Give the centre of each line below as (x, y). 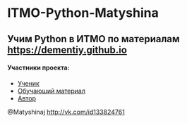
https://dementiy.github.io (67, 50)
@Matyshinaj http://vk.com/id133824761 (66, 112)
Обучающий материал (52, 91)
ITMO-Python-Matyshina (83, 13)
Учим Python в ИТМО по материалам (93, 39)
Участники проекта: (38, 67)
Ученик (29, 83)
